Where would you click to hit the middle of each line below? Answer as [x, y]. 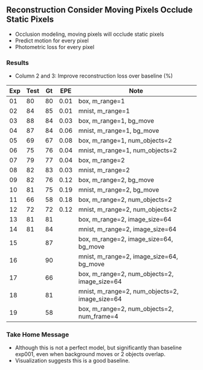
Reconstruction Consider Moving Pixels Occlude [100, 10]
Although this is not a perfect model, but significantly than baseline [98, 348]
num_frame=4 [98, 317]
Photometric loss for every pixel [55, 47]
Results [18, 62]
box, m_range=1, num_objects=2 [125, 141]
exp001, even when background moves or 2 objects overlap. [90, 354]
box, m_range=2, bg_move [116, 180]
